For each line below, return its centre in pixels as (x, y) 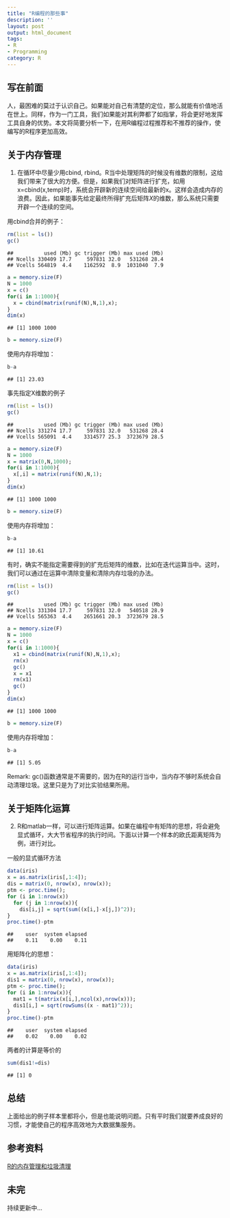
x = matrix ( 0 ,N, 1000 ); (39, 461)
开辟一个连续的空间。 (47, 207)
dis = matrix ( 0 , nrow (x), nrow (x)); (59, 884)
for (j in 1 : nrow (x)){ (46, 903)
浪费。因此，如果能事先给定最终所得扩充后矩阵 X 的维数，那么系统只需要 (118, 198)
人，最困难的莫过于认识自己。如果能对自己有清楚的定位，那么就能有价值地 (112, 105)
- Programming (27, 52)
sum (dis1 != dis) (29, 1063)
